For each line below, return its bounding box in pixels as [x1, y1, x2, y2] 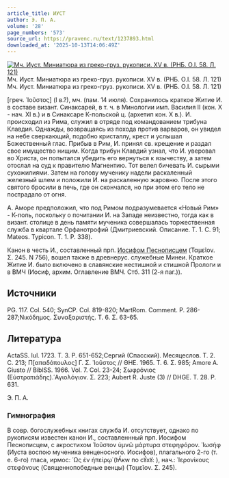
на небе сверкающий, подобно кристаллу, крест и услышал [7, 132, 183, 140]
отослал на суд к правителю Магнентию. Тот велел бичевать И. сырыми [7, 162, 220, 169]
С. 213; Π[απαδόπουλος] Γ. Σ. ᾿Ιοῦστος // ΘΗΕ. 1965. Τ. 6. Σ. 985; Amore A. [7, 358, 219, 366]
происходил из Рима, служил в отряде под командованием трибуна [7, 118, 207, 125]
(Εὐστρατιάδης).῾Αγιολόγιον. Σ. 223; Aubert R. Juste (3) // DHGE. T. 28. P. [7, 373, 217, 381]
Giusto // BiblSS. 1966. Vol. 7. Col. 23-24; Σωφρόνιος [7, 366, 156, 374]
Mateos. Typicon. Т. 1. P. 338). [7, 233, 93, 240]
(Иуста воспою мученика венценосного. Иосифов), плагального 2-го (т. [7, 448, 218, 456]
